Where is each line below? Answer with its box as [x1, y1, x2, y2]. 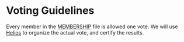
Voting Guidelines [6, 4, 95, 17]
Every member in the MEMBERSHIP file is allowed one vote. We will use [6, 23, 178, 30]
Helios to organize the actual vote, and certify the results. [6, 29, 144, 36]
